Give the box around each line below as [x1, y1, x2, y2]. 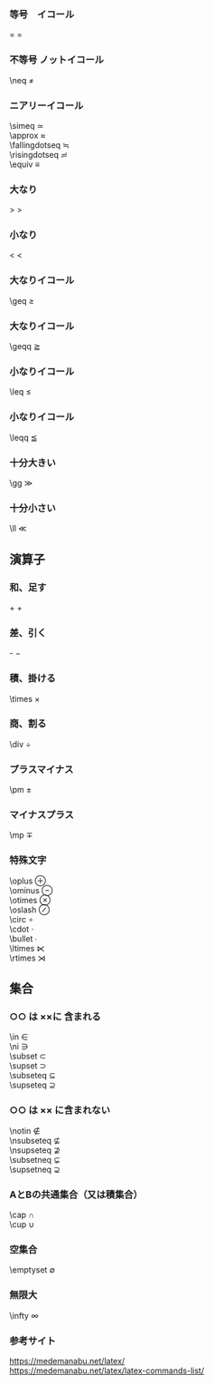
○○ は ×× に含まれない [9, 1104, 111, 1117]
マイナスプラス [9, 809, 74, 822]
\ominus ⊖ [9, 884, 53, 895]
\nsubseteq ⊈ [9, 1135, 60, 1146]
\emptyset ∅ [9, 1264, 56, 1275]
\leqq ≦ [9, 432, 38, 443]
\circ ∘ [9, 913, 34, 924]
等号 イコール [9, 7, 75, 20]
